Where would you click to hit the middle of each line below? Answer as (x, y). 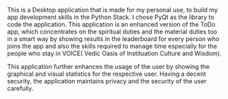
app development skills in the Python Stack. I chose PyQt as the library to (111, 17)
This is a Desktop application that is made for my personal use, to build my (113, 10)
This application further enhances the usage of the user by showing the (109, 67)
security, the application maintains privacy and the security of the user (107, 81)
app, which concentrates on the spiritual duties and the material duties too (112, 31)
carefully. (20, 88)
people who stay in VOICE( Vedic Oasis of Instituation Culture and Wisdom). (114, 53)
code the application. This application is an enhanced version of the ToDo (111, 24)
